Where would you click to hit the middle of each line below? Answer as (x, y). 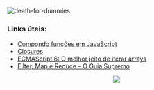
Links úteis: (27, 29)
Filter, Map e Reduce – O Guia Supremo (74, 66)
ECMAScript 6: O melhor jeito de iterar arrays (82, 59)
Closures (30, 52)
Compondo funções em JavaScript (67, 44)
